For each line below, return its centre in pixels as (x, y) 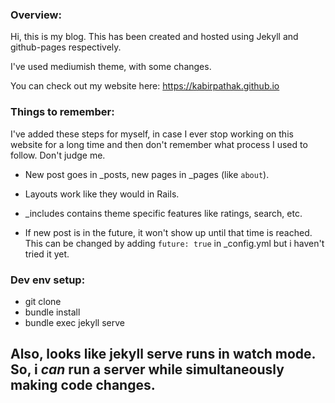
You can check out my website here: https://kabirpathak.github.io (145, 86)
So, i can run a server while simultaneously (147, 369)
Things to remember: (62, 112)
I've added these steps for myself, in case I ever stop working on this (152, 134)
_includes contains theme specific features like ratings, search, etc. (163, 213)
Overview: (36, 15)
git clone (43, 301)
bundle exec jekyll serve (74, 322)
